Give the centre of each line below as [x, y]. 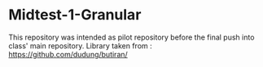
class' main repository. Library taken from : [80, 45]
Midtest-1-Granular [75, 15]
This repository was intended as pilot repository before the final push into [131, 37]
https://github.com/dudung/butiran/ [68, 54]
